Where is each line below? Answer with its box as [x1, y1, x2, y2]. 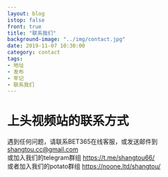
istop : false [7, 17, 45, 24]
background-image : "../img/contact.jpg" [7, 36, 126, 43]
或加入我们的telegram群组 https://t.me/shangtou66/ [7, 153, 155, 162]
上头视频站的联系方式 [7, 113, 130, 129]
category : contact [7, 49, 60, 56]
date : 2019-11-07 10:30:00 [7, 42, 85, 49]
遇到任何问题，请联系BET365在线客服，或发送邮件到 [7, 137, 158, 146]
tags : [7, 56, 23, 62]
